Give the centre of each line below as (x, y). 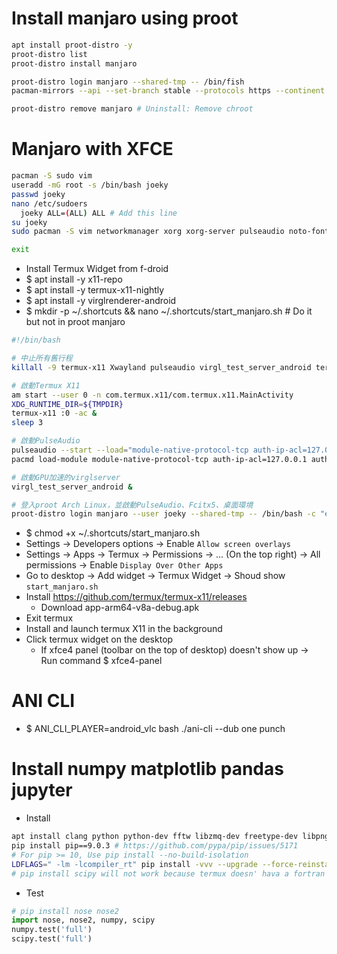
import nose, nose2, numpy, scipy (83, 920)
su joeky (29, 222)
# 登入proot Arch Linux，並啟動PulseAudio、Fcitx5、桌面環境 (132, 505)
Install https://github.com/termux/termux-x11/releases (136, 597)
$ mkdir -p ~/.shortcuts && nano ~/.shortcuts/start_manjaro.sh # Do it (169, 311)
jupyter (42, 790)
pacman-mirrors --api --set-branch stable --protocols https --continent (168, 91)
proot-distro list (49, 54)
